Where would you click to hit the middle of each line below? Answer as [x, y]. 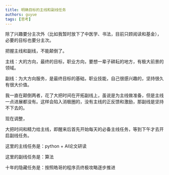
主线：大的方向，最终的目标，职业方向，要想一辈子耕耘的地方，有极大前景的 [84, 62]
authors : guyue [21, 15]
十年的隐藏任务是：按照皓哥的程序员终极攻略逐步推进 [60, 167]
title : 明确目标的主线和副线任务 [36, 10]
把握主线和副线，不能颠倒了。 [36, 51]
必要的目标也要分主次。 [29, 40]
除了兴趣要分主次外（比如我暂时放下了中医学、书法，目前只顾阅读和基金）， [83, 34]
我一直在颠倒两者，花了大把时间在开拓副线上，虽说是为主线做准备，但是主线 [84, 95]
